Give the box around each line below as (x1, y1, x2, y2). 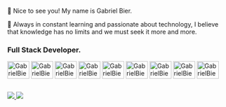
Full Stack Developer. (7, 45, 81, 55)
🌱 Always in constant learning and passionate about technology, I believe (7, 20, 219, 28)
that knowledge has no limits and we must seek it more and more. (7, 28, 197, 36)
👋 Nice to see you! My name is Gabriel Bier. (7, 7, 132, 15)
